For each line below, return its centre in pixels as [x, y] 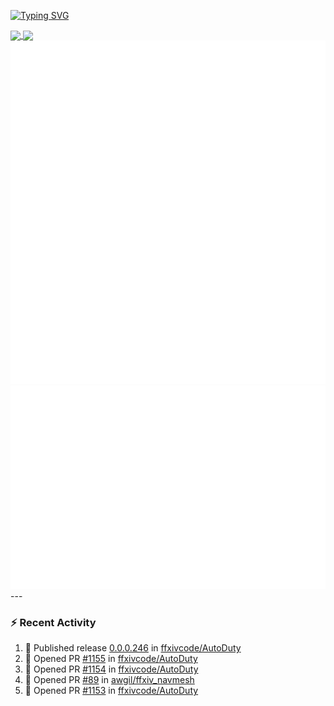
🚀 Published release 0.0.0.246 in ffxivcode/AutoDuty [133, 648]
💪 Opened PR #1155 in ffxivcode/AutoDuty [111, 659]
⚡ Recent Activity [53, 623]
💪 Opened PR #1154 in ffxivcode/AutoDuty [111, 669]
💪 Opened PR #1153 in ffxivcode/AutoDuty [111, 691]
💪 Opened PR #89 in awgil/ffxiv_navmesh [109, 680]
